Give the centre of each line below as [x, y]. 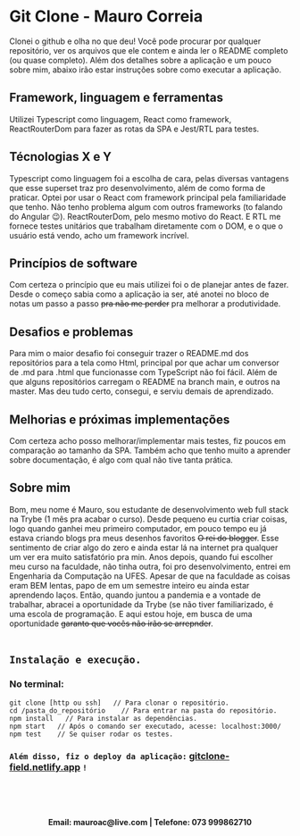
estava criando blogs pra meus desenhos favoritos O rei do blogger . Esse [144, 538]
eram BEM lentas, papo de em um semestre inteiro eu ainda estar [129, 585]
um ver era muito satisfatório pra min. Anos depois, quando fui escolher [142, 556]
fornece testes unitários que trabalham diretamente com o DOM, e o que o [146, 226]
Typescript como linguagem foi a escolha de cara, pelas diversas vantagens [149, 178]
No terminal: [37, 684]
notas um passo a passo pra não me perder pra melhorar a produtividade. [145, 304]
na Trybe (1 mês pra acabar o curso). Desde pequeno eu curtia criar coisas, [148, 519]
